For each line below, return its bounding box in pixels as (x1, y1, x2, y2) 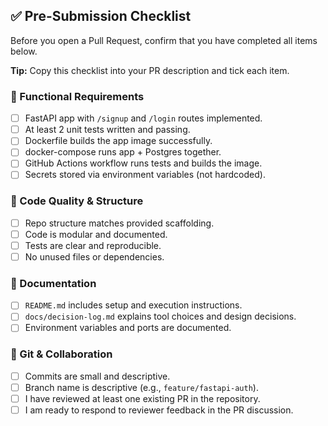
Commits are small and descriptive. (24, 370, 171, 382)
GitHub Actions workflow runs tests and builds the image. (24, 157, 263, 169)
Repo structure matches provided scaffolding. (24, 217, 215, 229)
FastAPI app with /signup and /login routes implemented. (24, 112, 263, 124)
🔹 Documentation (10, 276, 97, 290)
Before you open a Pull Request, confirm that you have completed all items (10, 34, 318, 46)
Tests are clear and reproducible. (24, 239, 162, 251)
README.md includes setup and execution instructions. (24, 299, 243, 311)
